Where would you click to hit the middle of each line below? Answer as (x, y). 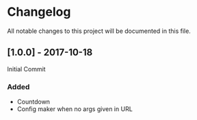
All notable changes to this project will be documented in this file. (99, 31)
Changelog (39, 12)
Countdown (33, 102)
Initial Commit (26, 69)
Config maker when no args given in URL (75, 109)
